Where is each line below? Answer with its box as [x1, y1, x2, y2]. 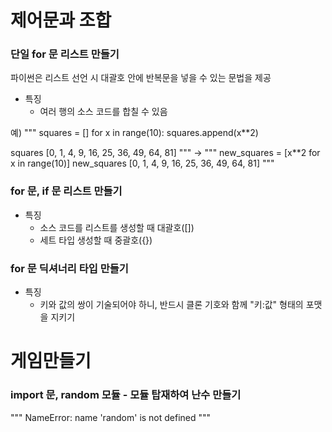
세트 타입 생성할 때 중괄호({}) [39, 234, 153, 246]
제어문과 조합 [10, 9, 112, 32]
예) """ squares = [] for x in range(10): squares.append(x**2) [10, 127, 259, 139]
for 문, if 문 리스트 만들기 [10, 184, 123, 198]
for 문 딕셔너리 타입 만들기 [10, 261, 129, 275]
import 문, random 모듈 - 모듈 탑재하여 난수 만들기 [10, 388, 242, 402]
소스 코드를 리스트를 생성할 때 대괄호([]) [39, 221, 195, 233]
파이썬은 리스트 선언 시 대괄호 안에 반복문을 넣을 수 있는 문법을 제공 [10, 72, 272, 84]
